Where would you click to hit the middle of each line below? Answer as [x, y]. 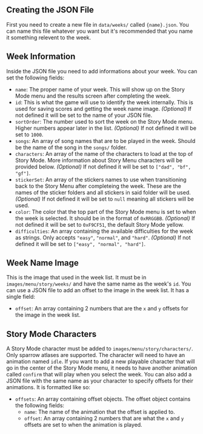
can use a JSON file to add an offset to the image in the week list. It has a [98, 290]
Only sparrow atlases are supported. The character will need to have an [96, 355]
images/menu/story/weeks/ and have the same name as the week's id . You [99, 284]
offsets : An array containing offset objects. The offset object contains [103, 399]
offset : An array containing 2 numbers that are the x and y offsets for [102, 309]
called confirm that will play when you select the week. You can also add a [99, 375]
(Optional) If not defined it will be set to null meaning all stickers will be [105, 199]
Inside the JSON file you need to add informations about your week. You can [102, 71]
